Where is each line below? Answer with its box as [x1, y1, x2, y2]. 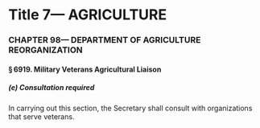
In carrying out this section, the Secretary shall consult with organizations [8, 103, 253, 113]
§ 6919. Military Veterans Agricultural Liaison [8, 64, 162, 74]
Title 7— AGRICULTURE [8, 6, 167, 24]
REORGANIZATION [8, 44, 83, 56]
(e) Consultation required [8, 83, 95, 93]
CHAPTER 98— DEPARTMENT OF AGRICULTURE [8, 35, 201, 46]
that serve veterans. [8, 111, 75, 122]
